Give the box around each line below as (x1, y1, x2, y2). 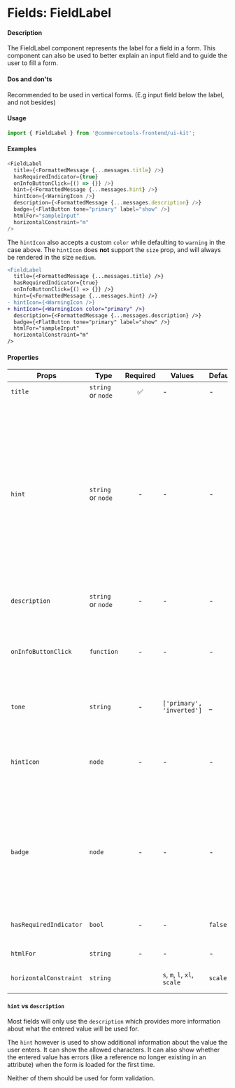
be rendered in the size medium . (7, 253, 97, 261)
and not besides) (7, 98, 56, 106)
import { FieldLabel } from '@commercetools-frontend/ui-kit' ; (7, 130, 196, 137)
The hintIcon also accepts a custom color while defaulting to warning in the (7, 238, 226, 246)
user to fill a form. (7, 59, 58, 67)
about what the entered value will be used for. (7, 1024, 140, 1033)
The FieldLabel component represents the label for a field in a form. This (7, 44, 215, 53)
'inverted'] (162, 706, 203, 715)
